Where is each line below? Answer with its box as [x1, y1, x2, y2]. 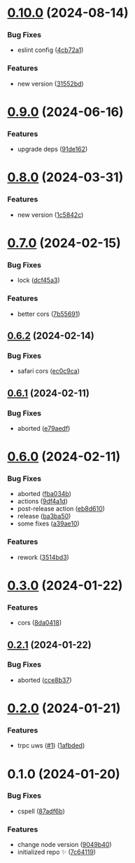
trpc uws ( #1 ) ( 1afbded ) [17, 742, 85, 750]
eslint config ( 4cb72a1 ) [17, 46, 84, 54]
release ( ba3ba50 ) [17, 512, 71, 521]
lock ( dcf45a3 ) [17, 276, 61, 285]
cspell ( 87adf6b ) [17, 807, 65, 815]
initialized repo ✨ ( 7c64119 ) [17, 848, 97, 857]
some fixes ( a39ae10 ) [17, 519, 80, 528]
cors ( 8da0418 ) [17, 619, 62, 627]
